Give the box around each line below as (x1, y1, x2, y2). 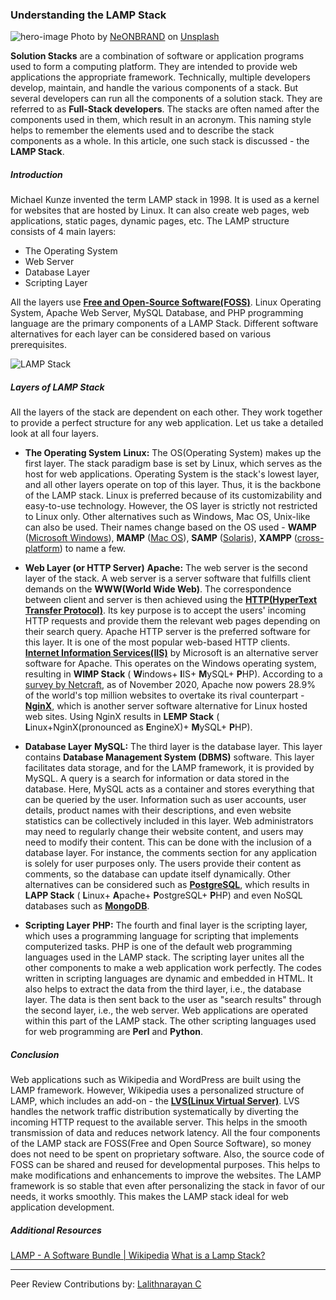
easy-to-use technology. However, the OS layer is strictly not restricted (24, 500, 318, 512)
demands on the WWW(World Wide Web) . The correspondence (24, 583, 292, 595)
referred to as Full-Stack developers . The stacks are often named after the (10, 103, 320, 115)
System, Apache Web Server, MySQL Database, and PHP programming (10, 307, 304, 319)
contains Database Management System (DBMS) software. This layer (24, 751, 315, 763)
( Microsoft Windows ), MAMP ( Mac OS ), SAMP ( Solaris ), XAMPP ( (24, 532, 298, 544)
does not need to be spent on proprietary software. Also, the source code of (10, 1148, 325, 1160)
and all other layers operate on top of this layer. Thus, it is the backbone (24, 479, 322, 491)
